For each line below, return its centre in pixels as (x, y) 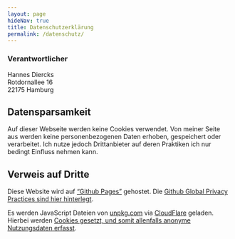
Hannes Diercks (31, 74)
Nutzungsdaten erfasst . (42, 228)
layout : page (27, 14)
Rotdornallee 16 (30, 82)
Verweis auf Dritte (48, 174)
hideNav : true (28, 21)
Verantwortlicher (38, 59)
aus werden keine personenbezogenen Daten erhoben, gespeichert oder (114, 137)
